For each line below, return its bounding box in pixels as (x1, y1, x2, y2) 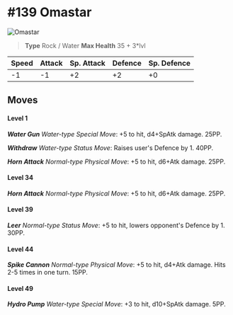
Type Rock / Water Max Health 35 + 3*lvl (24, 41, 147, 50)
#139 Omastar (7, 4, 92, 21)
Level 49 (7, 284, 34, 292)
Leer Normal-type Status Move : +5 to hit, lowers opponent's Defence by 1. (7, 221, 225, 229)
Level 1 (7, 114, 28, 122)
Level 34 (7, 173, 34, 182)
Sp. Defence (148, 58, 191, 68)
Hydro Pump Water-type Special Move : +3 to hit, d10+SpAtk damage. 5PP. (7, 300, 226, 309)
